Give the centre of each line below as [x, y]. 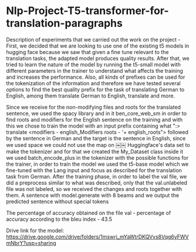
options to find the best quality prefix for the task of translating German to [95, 89]
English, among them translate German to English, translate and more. [90, 96]
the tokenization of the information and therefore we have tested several [93, 83]
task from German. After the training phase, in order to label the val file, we [97, 176]
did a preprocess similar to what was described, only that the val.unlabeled [97, 183]
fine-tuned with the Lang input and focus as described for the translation [94, 170]
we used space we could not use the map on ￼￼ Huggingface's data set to [98, 145]
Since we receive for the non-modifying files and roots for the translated [93, 107]
